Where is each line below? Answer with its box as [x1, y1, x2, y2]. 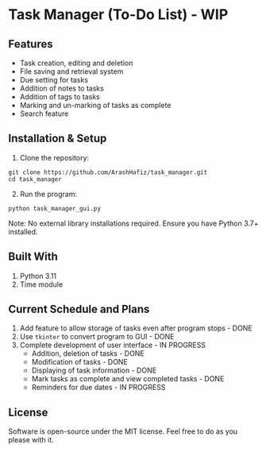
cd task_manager [8, 175, 62, 184]
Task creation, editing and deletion [19, 58, 133, 68]
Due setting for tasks [19, 75, 89, 84]
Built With [8, 250, 58, 264]
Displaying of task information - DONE [31, 365, 157, 375]
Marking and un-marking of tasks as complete [19, 101, 172, 110]
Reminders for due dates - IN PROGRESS [31, 383, 166, 392]
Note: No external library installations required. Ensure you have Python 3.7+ [8, 218, 260, 228]
